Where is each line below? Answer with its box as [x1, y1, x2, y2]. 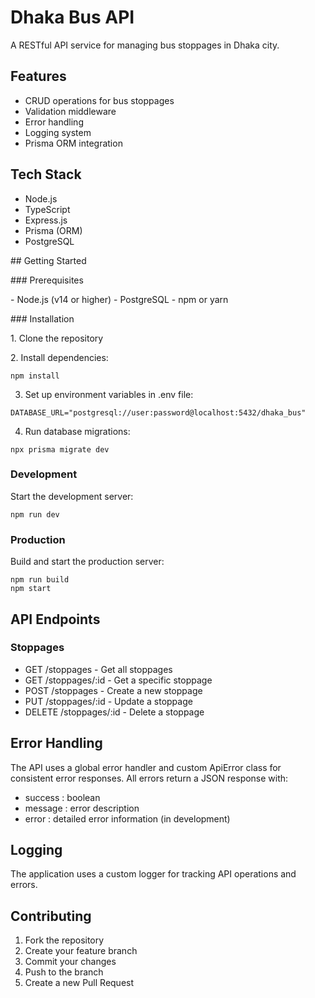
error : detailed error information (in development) [24, 812, 231, 825]
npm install [10, 371, 60, 381]
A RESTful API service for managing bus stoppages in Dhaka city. [10, 39, 280, 51]
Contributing [10, 907, 92, 925]
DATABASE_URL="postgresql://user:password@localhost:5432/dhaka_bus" [10, 407, 307, 418]
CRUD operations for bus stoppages [24, 94, 175, 106]
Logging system [24, 126, 92, 138]
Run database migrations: [24, 425, 131, 437]
